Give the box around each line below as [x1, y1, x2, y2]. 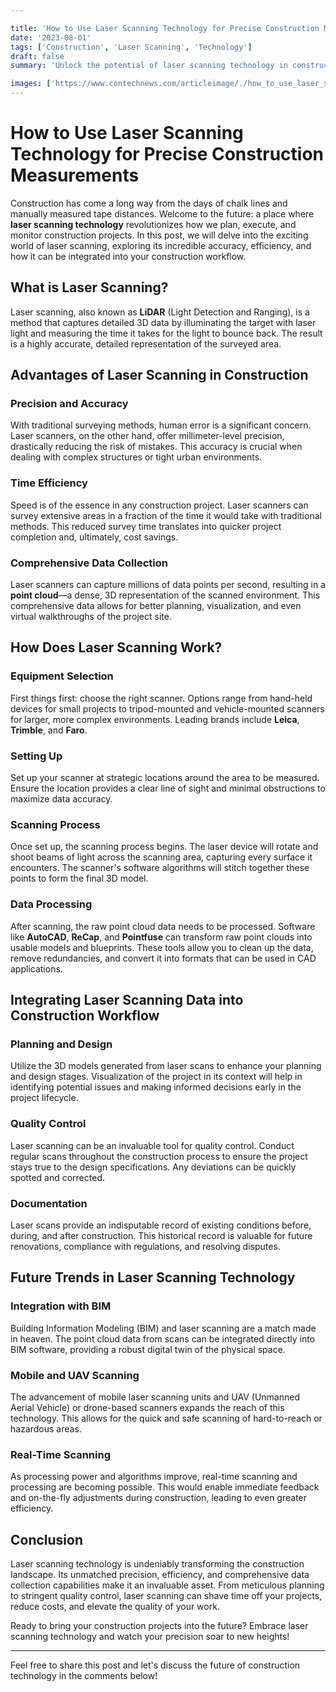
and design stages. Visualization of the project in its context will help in [10, 1071, 303, 1083]
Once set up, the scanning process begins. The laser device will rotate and [10, 841, 319, 853]
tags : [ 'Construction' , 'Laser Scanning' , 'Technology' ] [10, 42, 253, 52]
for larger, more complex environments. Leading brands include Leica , [10, 713, 300, 725]
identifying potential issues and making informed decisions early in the [10, 1081, 302, 1093]
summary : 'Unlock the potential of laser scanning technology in [10, 61, 288, 71]
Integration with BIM [10, 1299, 112, 1313]
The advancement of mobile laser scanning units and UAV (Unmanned [10, 1391, 300, 1403]
